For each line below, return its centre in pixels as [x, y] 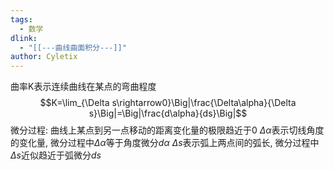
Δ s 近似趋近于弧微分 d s [56, 155]
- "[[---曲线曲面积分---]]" [73, 47]
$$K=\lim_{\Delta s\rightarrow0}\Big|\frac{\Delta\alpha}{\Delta [168, 103]
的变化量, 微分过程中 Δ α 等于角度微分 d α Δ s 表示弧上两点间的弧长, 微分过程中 [165, 143]
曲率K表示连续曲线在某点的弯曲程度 [83, 87]
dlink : [24, 38]
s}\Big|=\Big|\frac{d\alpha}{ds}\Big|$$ [168, 113]
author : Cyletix [44, 57]
